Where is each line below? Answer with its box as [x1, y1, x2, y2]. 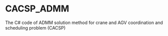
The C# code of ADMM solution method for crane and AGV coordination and [5, 19, 163, 25]
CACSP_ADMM [5, 3, 69, 14]
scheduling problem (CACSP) [5, 24, 66, 30]
